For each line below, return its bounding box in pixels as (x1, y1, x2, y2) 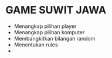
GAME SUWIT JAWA (5, 3, 107, 17)
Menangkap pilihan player (13, 23, 77, 30)
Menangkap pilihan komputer (13, 28, 85, 35)
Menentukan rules (13, 41, 58, 48)
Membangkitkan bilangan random (13, 35, 96, 42)
